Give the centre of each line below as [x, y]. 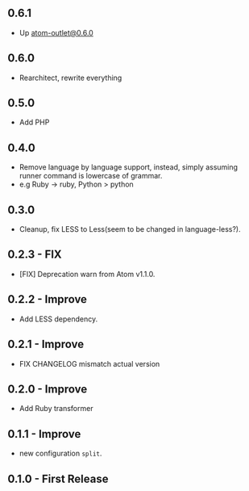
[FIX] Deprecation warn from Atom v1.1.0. [87, 274]
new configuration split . [60, 453]
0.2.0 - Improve [48, 389]
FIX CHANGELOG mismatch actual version [89, 363]
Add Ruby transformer [56, 409]
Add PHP [34, 122]
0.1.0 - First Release [58, 478]
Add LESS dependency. [58, 319]
